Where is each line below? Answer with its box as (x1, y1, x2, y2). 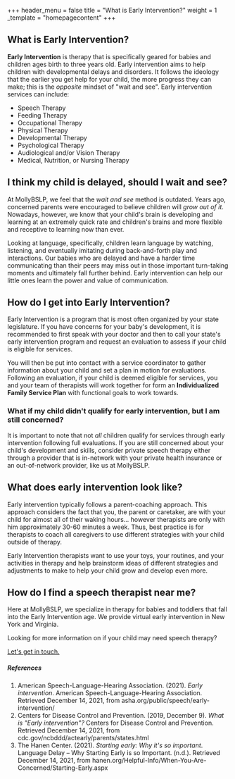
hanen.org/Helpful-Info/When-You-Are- (92, 756, 207, 765)
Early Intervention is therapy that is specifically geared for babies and (7, 52, 211, 61)
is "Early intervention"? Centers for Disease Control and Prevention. (17, 718, 214, 728)
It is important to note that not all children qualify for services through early (7, 431, 225, 440)
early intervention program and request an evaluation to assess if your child (7, 337, 227, 346)
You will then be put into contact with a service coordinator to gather (7, 359, 206, 367)
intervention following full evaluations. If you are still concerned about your (7, 438, 224, 447)
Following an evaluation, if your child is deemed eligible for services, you (7, 373, 218, 382)
